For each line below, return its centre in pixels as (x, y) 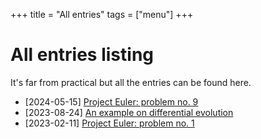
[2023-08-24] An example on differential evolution (129, 112)
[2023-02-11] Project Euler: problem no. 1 (109, 123)
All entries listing (82, 55)
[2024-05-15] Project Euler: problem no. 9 (111, 101)
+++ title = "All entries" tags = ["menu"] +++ (102, 14)
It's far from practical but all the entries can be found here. (131, 82)
